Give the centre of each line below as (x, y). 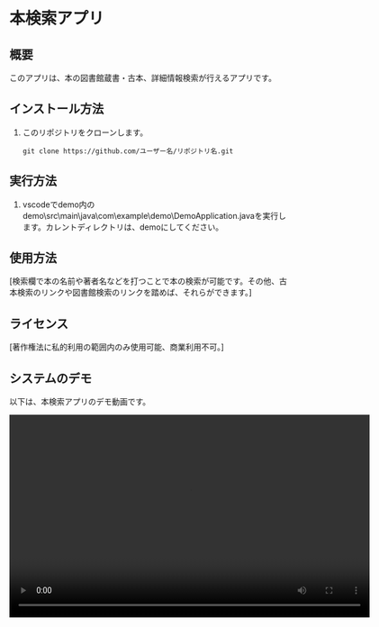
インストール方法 (57, 109)
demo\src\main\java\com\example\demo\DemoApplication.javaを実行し (154, 215)
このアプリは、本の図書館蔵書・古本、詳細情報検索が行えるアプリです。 (143, 78)
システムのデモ (51, 378)
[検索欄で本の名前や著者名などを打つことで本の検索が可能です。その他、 (144, 281)
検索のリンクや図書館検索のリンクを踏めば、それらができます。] (134, 293)
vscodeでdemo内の (59, 204)
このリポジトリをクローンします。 (85, 132)
